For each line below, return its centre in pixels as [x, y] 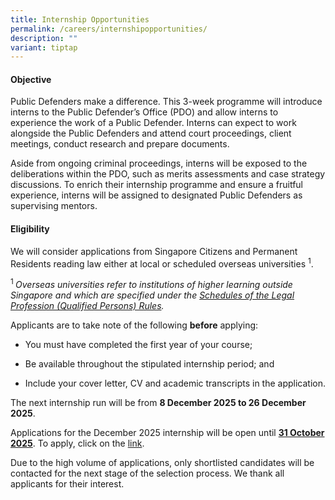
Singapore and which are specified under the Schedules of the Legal [152, 295]
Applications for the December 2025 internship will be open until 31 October [167, 432]
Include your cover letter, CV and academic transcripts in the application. [175, 383]
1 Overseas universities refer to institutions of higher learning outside [151, 283]
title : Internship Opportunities [80, 19]
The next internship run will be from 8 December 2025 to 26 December [158, 402]
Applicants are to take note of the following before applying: [134, 325]
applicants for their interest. [67, 483]
